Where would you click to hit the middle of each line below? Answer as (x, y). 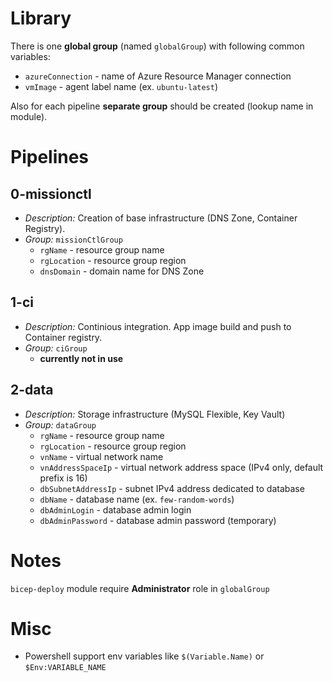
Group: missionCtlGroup (73, 239)
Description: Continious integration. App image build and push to (158, 326)
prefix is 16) (63, 478)
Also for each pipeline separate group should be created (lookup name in (162, 106)
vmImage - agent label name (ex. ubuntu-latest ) (121, 86)
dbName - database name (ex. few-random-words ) (137, 499)
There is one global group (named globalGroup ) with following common (157, 46)
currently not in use (81, 358)
